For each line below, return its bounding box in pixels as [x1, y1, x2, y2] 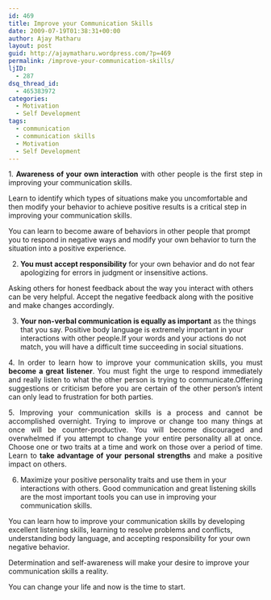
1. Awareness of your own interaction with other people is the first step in [8, 169, 263, 179]
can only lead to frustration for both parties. [8, 392, 154, 402]
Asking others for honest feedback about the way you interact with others [8, 284, 254, 294]
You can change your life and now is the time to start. [8, 582, 186, 592]
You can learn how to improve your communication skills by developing [8, 517, 245, 526]
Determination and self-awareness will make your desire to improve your [8, 558, 250, 568]
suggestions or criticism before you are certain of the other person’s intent [8, 383, 263, 393]
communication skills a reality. [8, 567, 109, 577]
